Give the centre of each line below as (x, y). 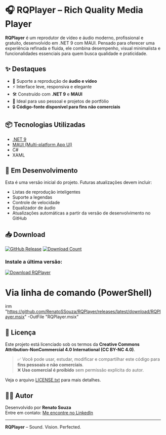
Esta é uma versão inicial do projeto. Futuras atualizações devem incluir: (79, 182)
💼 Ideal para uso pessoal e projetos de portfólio (61, 101)
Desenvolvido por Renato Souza (38, 408)
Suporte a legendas (32, 197)
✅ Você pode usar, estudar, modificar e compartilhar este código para (88, 359)
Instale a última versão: (34, 262)
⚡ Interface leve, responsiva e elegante (52, 86)
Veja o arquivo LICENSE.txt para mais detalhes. (53, 380)
